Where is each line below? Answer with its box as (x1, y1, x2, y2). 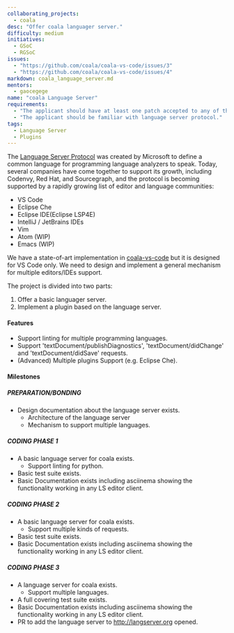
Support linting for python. (27, 462, 104, 470)
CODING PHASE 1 (7, 436, 58, 445)
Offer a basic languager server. (17, 296, 107, 304)
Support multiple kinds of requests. (27, 524, 129, 533)
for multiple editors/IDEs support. (7, 268, 103, 277)
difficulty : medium (7, 29, 64, 37)
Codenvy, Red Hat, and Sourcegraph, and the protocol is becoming (7, 175, 200, 183)
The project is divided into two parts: (7, 282, 113, 290)
